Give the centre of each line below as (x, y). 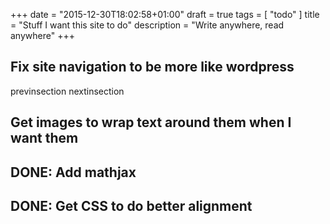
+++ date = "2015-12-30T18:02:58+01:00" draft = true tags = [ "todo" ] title (165, 14)
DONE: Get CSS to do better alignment (131, 205)
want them (44, 138)
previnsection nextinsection (67, 91)
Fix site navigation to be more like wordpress (152, 67)
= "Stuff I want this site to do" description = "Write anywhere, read (147, 25)
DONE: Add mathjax (73, 172)
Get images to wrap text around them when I (151, 122)
